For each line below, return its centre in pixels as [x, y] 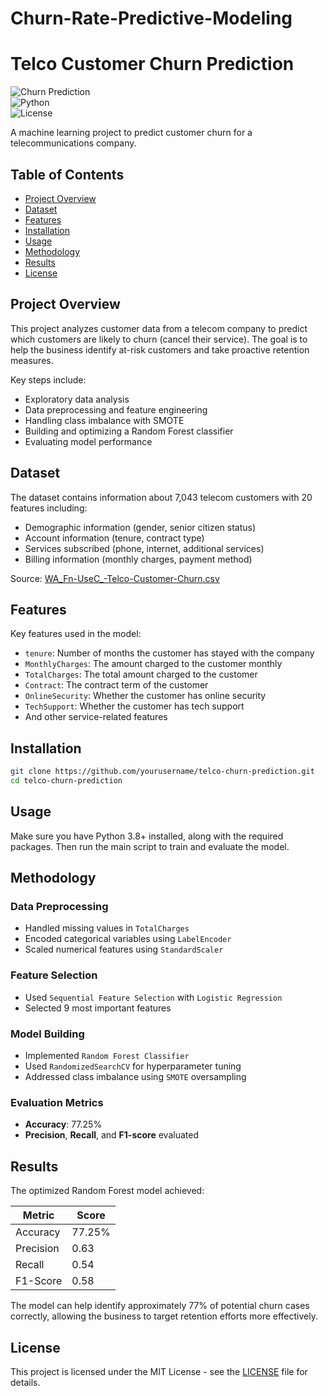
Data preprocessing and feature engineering [116, 409]
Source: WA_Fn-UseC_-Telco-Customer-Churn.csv [115, 578]
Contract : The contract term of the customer [116, 685]
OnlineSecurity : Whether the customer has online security [145, 696]
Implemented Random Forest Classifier [107, 1056]
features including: [49, 508]
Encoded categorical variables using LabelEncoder [128, 939]
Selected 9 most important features [98, 1008]
